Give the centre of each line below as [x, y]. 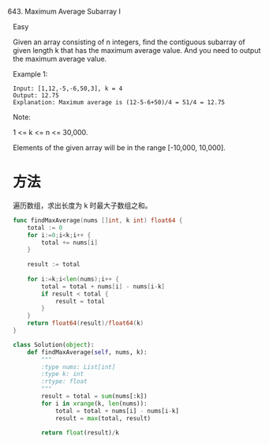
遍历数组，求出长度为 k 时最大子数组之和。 [82, 205]
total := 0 [45, 228]
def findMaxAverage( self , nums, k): [88, 352]
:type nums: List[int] [78, 367]
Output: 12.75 [36, 96]
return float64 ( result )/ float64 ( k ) [86, 323]
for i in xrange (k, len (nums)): [95, 403]
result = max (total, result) [103, 418]
